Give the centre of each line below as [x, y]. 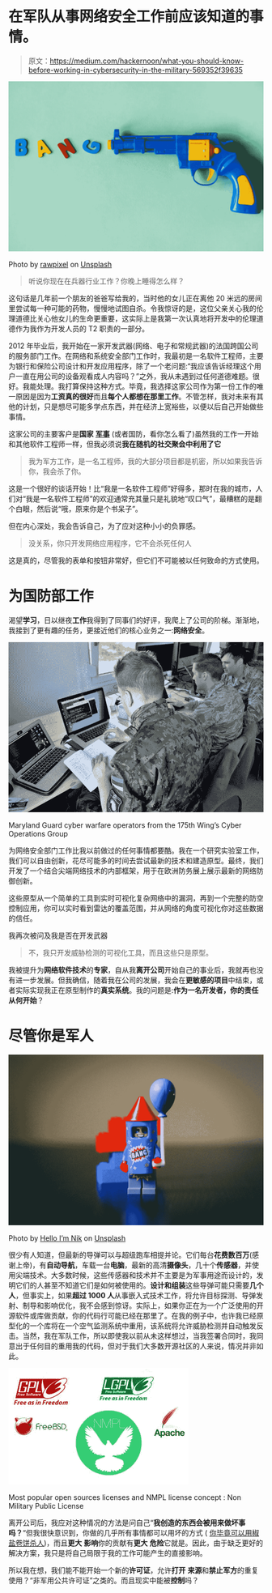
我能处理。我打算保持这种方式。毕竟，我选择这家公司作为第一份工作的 [139, 386]
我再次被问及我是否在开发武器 [58, 935]
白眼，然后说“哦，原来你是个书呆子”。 [79, 509]
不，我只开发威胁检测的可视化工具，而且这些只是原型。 [120, 952]
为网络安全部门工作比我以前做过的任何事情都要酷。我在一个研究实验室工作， [136, 850]
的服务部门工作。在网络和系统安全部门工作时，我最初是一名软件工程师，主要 [136, 356]
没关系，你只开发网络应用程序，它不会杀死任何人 [110, 543]
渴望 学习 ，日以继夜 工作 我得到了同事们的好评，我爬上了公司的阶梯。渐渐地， [136, 620]
